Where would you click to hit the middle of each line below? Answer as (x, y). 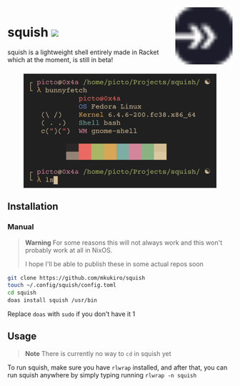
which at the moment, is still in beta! (60, 59)
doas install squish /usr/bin (52, 300)
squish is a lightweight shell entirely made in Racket (83, 52)
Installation (33, 207)
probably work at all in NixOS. (69, 250)
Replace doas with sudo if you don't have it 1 (71, 314)
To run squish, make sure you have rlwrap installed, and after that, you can (117, 367)
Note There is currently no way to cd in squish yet (98, 353)
